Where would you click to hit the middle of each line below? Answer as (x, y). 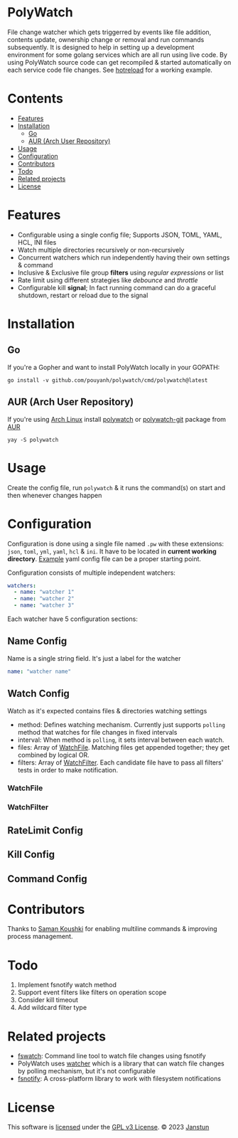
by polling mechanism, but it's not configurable (87, 1071)
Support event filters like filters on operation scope (92, 992)
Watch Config (38, 694)
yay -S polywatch (33, 440)
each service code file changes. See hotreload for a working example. (110, 70)
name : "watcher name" (39, 671)
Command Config (47, 879)
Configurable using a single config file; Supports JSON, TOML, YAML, (120, 235)
